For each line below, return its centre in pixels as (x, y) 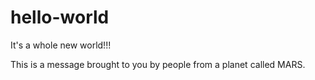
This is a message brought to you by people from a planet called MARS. (158, 64)
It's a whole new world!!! (61, 45)
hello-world (60, 17)
